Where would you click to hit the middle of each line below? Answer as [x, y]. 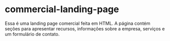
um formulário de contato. [32, 34]
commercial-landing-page [62, 9]
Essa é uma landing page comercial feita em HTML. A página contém [78, 23]
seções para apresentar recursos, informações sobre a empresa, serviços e [85, 28]
